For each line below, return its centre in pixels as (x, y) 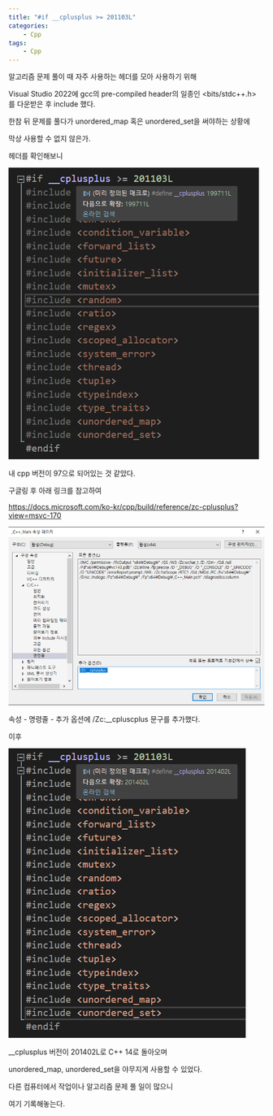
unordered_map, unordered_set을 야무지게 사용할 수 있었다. (106, 1069)
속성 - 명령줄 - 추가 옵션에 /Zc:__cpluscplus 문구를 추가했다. (104, 719)
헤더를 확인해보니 (36, 156)
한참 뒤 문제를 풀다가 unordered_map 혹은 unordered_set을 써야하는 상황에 (129, 121)
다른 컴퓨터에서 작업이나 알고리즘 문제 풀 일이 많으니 (91, 1086)
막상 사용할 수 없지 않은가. (50, 139)
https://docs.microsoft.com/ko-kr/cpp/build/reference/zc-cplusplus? (123, 507)
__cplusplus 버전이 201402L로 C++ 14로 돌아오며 (88, 1052)
